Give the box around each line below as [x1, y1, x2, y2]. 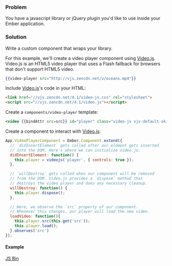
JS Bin [5, 255, 19, 261]
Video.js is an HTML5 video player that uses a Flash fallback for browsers [5, 60, 160, 67]
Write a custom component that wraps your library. [5, 45, 113, 51]
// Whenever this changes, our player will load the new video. [10, 209, 150, 214]
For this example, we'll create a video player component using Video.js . [5, 55, 156, 61]
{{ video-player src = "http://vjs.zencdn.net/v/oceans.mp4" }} [5, 76, 137, 81]
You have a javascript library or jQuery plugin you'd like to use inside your [5, 15, 161, 22]
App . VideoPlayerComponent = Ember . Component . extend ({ [5, 138, 123, 144]
